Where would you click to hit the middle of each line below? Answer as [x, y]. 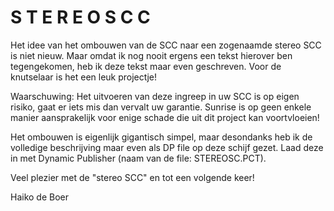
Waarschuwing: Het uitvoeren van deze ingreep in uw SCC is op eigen [155, 96]
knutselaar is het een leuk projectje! [84, 77]
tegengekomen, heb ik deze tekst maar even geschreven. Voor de [146, 66]
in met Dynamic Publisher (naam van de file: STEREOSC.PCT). [138, 158]
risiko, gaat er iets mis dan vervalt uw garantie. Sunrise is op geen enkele [161, 107]
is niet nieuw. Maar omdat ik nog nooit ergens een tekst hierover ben [151, 55]
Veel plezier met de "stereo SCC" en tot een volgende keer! [132, 177]
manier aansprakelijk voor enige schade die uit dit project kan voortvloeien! [165, 117]
